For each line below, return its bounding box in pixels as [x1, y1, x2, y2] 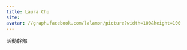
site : [6, 14, 20, 20]
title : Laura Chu [6, 8, 50, 15]
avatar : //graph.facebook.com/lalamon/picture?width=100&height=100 [6, 20, 181, 26]
